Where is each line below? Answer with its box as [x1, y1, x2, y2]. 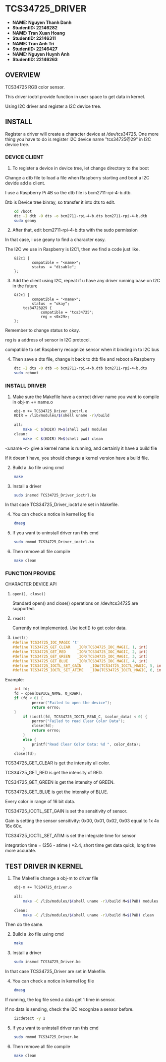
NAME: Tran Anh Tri [12, 40, 55, 46]
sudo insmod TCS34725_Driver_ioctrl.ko [14, 492, 97, 497]
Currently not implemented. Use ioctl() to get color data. [12, 625, 127, 631]
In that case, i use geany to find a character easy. [5, 237, 106, 243]
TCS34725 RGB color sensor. [5, 84, 65, 90]
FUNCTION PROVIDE [5, 570, 56, 576]
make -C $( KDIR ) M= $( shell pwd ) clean [23, 436, 103, 441]
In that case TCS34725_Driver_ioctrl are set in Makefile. [5, 501, 119, 507]
